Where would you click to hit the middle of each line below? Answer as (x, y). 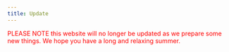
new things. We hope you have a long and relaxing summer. (94, 41)
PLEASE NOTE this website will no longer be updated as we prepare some (114, 33)
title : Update (28, 14)
